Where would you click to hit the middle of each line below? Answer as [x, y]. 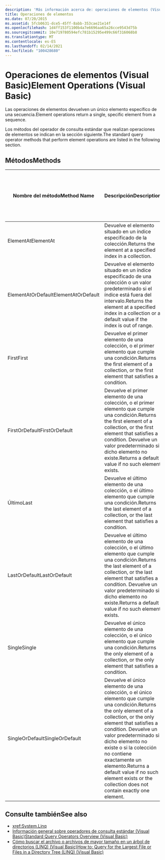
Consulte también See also [46, 814]
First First [18, 358]
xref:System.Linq [29, 826]
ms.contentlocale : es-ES [30, 42]
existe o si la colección [130, 748]
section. [13, 145]
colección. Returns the [130, 244]
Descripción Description [133, 196]
